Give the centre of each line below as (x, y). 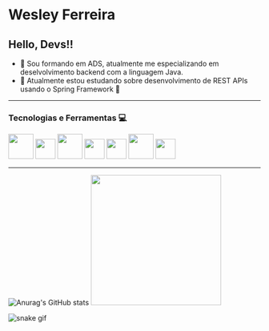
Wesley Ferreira (62, 15)
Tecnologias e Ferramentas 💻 (68, 118)
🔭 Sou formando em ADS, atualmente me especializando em (119, 63)
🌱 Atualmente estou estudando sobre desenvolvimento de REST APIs (134, 81)
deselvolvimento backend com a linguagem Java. (102, 72)
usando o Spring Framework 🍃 (70, 89)
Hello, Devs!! (41, 44)
